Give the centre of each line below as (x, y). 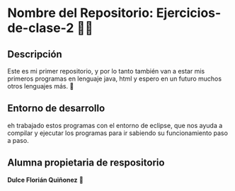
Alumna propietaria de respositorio (86, 163)
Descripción (35, 54)
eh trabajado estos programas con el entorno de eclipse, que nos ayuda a (115, 125)
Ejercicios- (189, 13)
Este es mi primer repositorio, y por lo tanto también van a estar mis (106, 71)
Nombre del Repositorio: (80, 13)
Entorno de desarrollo (56, 109)
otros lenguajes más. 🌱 (41, 86)
